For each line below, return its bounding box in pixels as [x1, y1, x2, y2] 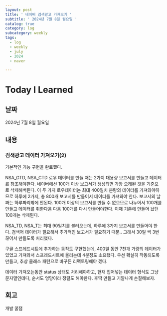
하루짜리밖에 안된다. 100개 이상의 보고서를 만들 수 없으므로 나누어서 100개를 [14, 199, 162, 205]
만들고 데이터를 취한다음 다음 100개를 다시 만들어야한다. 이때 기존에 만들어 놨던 [5, 206, 159, 212]
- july [9, 49, 23, 54]
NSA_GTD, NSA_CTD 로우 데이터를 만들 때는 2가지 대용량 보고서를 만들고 [5, 174, 149, 180]
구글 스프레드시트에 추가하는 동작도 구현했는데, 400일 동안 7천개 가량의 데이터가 [5, 246, 161, 252]
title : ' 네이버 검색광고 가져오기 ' [5, 12, 72, 17]
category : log [5, 26, 35, 31]
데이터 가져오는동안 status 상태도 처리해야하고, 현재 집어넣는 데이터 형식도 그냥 [5, 269, 159, 275]
